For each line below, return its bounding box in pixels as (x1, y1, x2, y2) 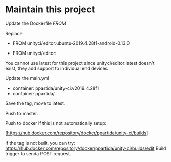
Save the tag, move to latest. (5, 100, 66, 106)
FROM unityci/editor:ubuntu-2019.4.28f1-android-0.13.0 (12, 40, 130, 46)
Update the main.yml (5, 75, 50, 81)
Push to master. (5, 110, 38, 116)
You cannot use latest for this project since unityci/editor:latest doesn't (5, 60, 155, 66)
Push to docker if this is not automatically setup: (5, 120, 107, 126)
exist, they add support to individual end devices (5, 65, 108, 71)
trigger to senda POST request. (5, 150, 71, 156)
